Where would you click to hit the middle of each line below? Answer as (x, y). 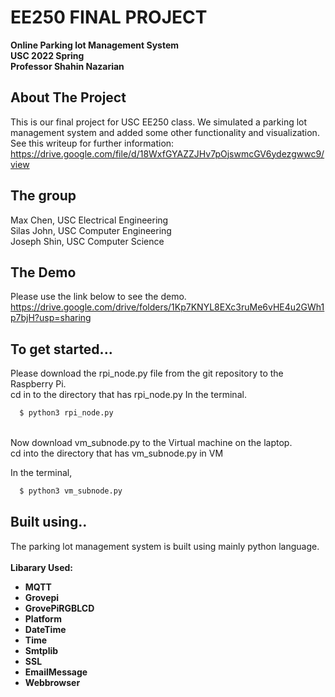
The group (43, 196)
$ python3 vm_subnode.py (71, 491)
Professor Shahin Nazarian (67, 66)
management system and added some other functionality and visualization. (165, 132)
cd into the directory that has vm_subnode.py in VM (117, 453)
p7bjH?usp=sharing (51, 318)
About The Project (68, 97)
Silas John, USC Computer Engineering (91, 230)
